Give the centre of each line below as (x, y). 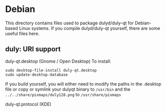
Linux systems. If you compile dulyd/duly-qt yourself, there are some (90, 28)
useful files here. (22, 33)
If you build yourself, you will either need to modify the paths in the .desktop (83, 84)
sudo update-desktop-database (37, 75)
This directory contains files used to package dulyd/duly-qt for (69, 23)
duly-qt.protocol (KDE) (28, 104)
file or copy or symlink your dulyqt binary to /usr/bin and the (68, 89)
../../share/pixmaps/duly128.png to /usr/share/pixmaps (63, 94)
